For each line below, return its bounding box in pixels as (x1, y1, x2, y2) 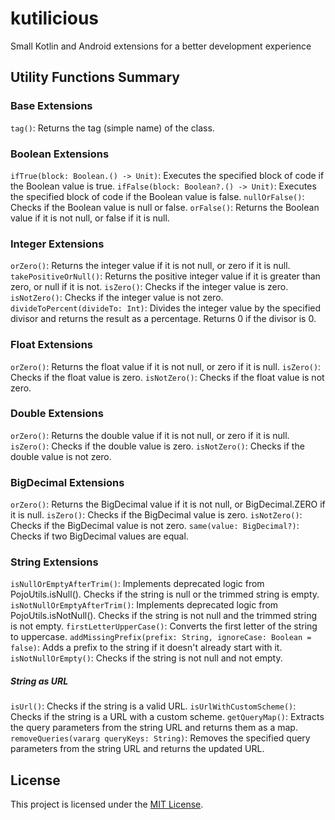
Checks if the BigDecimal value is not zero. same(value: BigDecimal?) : (10, 520, 300, 532)
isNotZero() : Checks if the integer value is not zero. (10, 292, 224, 304)
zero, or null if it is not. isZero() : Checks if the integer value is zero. (10, 281, 289, 293)
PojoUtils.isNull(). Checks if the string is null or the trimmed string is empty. (10, 588, 320, 601)
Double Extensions (10, 407, 104, 421)
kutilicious (10, 7, 100, 30)
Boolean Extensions (10, 147, 110, 161)
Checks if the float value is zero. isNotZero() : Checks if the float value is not (10, 371, 325, 383)
